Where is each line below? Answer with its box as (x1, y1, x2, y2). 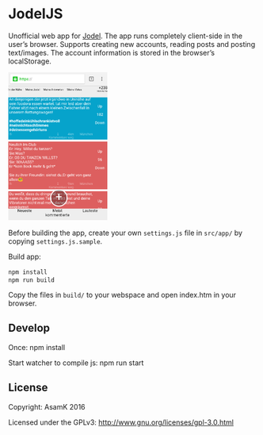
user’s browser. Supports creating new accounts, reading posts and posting (8, 39, 256, 48)
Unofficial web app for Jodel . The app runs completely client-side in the (8, 31, 243, 40)
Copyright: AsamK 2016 (8, 402, 86, 411)
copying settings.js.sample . (8, 237, 103, 246)
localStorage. (8, 56, 51, 66)
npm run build (8, 276, 55, 284)
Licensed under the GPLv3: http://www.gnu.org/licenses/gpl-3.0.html (8, 418, 234, 427)
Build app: (8, 252, 41, 262)
